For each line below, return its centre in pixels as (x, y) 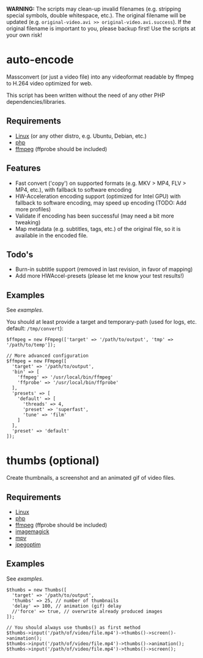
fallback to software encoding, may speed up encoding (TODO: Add (101, 203)
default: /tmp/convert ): (35, 329)
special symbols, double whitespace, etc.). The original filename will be (96, 15)
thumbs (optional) (53, 461)
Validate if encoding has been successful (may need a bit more (94, 216)
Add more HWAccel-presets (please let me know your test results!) (100, 276)
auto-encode (40, 60)
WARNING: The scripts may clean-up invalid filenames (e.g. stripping (94, 9)
